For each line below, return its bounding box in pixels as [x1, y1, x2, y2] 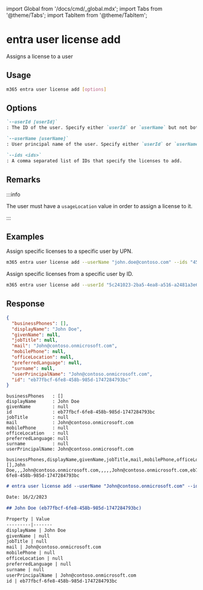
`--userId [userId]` [6, 119, 59, 125]
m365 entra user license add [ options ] [6, 86, 107, 93]
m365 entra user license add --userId [6, 282, 104, 288]
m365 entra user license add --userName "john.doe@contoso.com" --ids [6, 260, 188, 266]
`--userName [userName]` [6, 136, 69, 142]
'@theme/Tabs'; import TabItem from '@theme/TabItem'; [6, 11, 147, 19]
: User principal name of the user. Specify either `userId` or [6, 142, 172, 148]
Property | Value [6, 516, 50, 522]
